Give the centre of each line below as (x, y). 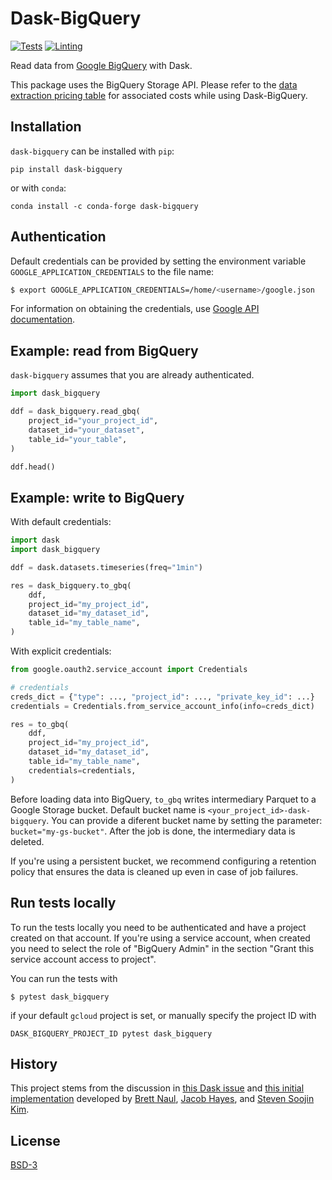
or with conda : (38, 188)
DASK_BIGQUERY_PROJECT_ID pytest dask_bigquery (111, 1033)
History (34, 1063)
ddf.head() (33, 467)
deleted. (27, 841)
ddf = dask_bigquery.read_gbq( (75, 412)
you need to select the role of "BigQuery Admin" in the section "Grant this (162, 948)
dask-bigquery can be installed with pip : (92, 151)
